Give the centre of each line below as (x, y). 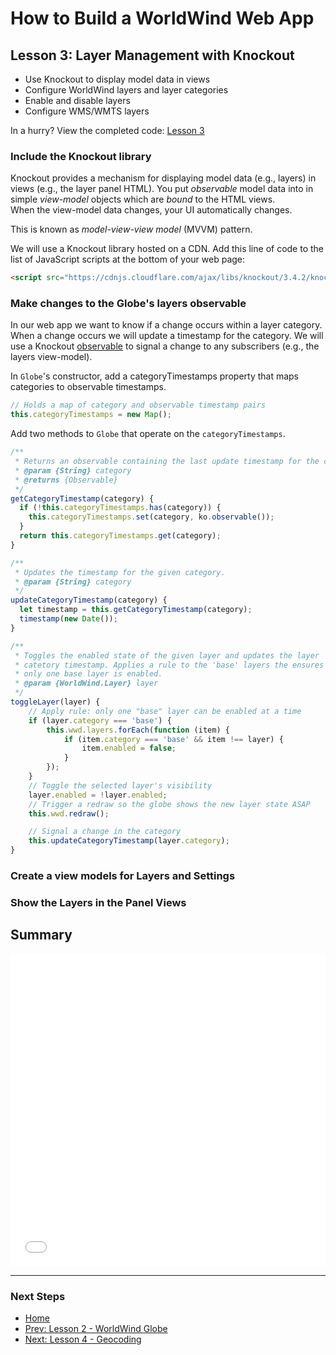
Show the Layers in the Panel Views (98, 902)
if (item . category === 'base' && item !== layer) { (173, 739)
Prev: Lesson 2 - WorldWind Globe (96, 1329)
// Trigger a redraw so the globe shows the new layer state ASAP (169, 804)
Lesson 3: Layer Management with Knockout (152, 55)
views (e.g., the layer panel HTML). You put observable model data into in (162, 189)
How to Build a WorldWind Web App (162, 18)
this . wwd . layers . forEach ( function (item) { (138, 730)
